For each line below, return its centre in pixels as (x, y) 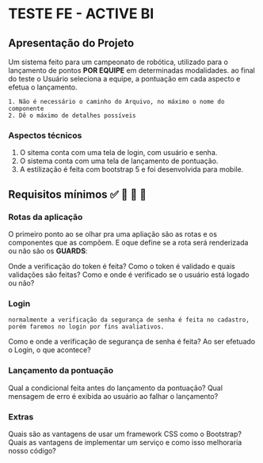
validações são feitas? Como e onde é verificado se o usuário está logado (129, 275)
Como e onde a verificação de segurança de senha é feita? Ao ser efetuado (132, 342)
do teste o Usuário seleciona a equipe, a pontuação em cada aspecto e (124, 79)
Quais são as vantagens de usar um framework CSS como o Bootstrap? (125, 434)
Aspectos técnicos (45, 135)
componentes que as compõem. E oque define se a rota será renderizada (128, 242)
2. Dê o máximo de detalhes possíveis (72, 116)
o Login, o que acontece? (50, 350)
